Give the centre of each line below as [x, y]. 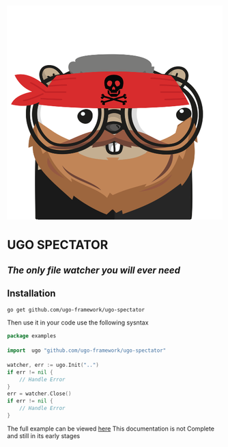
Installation [31, 293]
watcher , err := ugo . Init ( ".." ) [53, 365]
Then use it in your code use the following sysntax [78, 322]
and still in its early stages [44, 435]
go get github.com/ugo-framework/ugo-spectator [76, 310]
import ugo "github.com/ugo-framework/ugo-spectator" [87, 350]
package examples [32, 336]
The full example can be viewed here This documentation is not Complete [111, 429]
